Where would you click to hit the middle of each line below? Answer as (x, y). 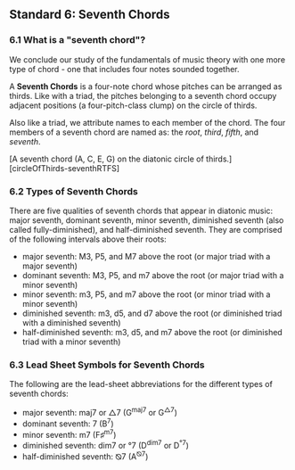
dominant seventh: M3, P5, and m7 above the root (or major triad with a (153, 275)
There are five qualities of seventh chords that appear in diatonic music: (141, 210)
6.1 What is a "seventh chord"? (78, 40)
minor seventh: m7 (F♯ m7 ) (69, 433)
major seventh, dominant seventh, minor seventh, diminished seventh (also (147, 220)
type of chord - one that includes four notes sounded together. (124, 69)
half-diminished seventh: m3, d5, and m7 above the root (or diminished (152, 332)
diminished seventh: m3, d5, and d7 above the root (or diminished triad (152, 313)
